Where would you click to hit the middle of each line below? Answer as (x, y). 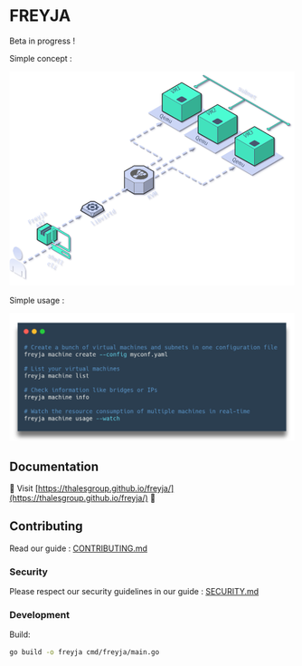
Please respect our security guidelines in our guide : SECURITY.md (134, 592)
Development (40, 615)
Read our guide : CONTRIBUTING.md (78, 548)
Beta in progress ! (42, 41)
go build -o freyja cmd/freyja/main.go (85, 652)
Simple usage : (37, 301)
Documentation (54, 466)
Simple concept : (41, 58)
